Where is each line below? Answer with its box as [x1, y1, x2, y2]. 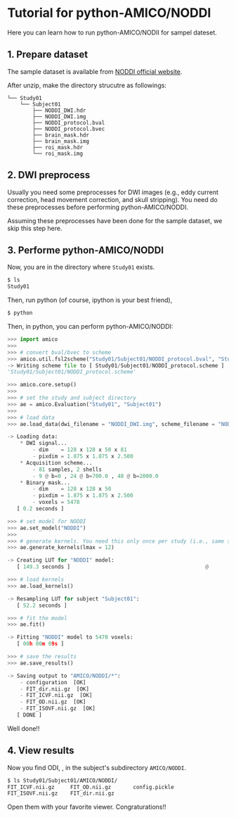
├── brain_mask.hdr [32, 132, 90, 139]
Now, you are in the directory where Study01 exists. [7, 263, 155, 272]
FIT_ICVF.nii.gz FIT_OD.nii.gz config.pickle [7, 784, 174, 791]
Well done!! [7, 724, 40, 733]
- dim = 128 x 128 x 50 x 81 [32, 446, 128, 453]
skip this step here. [7, 224, 63, 232]
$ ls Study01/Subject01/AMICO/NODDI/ [7, 776, 118, 784]
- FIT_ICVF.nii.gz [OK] [20, 692, 93, 699]
